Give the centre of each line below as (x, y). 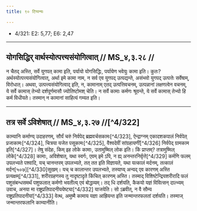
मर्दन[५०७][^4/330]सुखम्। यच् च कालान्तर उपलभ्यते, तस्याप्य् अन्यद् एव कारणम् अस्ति (88, 170)
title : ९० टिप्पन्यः (25, 11)
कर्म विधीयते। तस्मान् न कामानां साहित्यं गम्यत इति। (53, 98)
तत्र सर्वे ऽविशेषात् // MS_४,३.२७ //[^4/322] (73, 122)
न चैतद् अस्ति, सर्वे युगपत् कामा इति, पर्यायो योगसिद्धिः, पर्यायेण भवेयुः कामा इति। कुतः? (84, 72)
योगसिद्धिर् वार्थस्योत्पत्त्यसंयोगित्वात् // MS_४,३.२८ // (80, 57)
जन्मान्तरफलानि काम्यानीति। (32, 203)
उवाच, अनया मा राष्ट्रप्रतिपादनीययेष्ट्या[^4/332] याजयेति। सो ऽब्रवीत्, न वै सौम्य (79, 189)
